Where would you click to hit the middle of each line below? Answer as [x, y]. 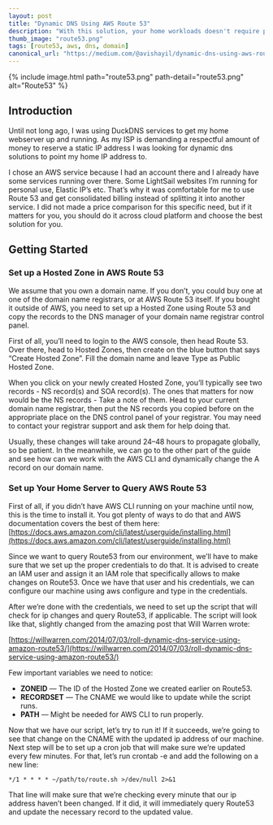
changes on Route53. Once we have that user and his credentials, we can [132, 582]
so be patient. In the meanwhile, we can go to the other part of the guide [130, 450]
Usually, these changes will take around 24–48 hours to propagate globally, [134, 441]
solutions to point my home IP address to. [78, 156]
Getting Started [48, 250]
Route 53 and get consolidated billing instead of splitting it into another [127, 198]
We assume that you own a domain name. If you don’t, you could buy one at [135, 290]
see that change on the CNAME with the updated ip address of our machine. [136, 738]
